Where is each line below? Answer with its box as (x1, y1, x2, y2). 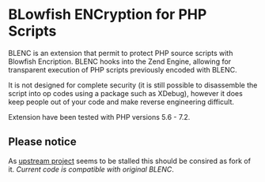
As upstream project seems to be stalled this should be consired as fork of (8, 156, 252, 165)
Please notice (8, 136, 77, 149)
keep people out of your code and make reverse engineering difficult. (8, 97, 235, 106)
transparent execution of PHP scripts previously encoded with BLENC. (8, 65, 237, 74)
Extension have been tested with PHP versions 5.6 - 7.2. (8, 112, 191, 121)
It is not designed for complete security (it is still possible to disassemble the (8, 80, 258, 90)
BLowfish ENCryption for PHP (8, 6, 207, 24)
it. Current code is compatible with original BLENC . (8, 164, 174, 174)
